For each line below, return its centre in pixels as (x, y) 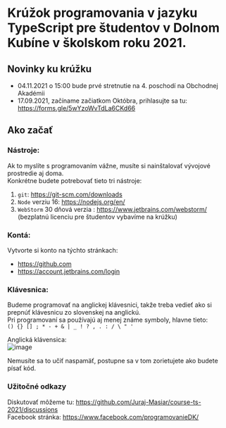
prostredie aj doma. (36, 173)
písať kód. (22, 368)
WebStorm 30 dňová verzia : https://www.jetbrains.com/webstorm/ (112, 209)
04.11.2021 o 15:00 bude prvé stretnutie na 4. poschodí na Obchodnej (118, 86)
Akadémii (31, 93)
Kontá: (19, 235)
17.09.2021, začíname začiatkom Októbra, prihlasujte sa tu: (102, 101)
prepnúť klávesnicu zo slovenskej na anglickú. (74, 313)
